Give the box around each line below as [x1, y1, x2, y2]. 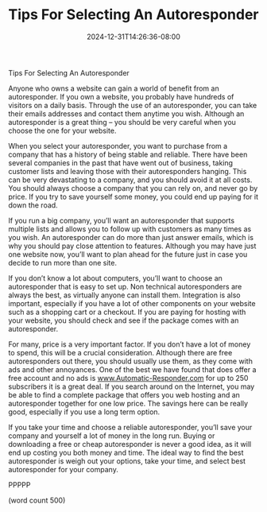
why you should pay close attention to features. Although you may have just [8, 241, 257, 250]
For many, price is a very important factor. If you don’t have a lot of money [8, 339, 251, 349]
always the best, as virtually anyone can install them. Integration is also [8, 290, 241, 300]
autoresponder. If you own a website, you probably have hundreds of [8, 91, 234, 101]
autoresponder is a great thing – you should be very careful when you [8, 117, 237, 126]
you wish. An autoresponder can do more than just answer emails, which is [8, 232, 254, 242]
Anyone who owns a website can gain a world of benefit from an [8, 83, 220, 93]
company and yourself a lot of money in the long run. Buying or [8, 431, 215, 440]
